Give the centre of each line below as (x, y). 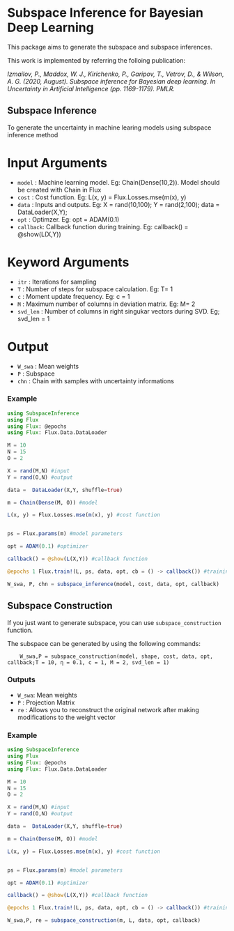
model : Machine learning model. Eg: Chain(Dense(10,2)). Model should (118, 182)
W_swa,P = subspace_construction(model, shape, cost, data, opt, (117, 656)
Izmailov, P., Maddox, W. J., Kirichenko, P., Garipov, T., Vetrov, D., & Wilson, (116, 74)
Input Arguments (57, 163)
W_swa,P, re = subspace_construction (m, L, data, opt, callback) (104, 921)
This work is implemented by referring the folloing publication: (96, 60)
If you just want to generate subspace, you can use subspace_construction (114, 622)
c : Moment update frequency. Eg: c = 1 (73, 296)
